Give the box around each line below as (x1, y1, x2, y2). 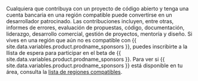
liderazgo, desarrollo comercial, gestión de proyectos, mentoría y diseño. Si (6, 30, 193, 38)
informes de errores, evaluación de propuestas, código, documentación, (6, 24, 185, 31)
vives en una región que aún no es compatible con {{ (6, 37, 137, 43)
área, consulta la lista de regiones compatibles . (6, 68, 123, 75)
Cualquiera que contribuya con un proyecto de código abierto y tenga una (6, 5, 189, 12)
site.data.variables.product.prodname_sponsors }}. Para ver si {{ (6, 56, 165, 63)
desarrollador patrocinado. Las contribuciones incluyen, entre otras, (6, 18, 174, 24)
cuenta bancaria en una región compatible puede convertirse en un (6, 11, 172, 18)
